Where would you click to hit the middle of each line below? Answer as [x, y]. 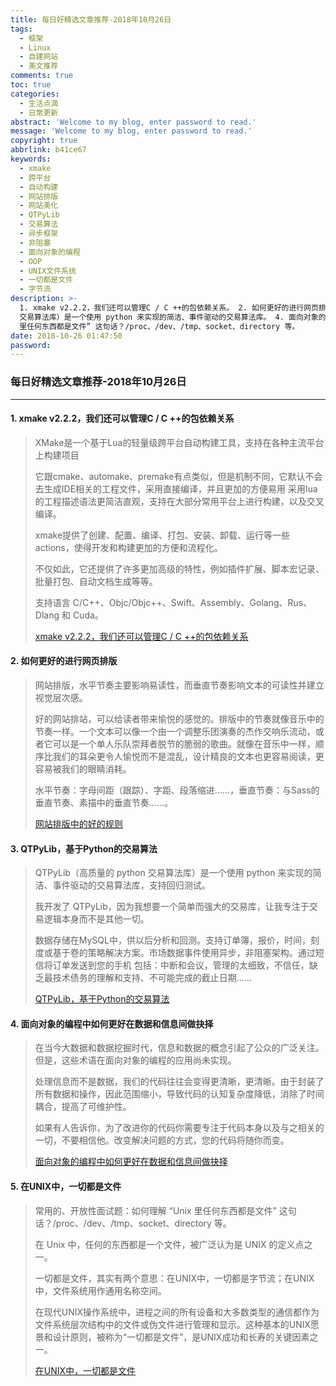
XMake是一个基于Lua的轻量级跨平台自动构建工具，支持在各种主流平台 [179, 442]
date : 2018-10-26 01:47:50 [66, 336]
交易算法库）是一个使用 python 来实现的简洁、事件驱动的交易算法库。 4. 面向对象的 [173, 317]
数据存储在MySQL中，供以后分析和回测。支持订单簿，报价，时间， [172, 940]
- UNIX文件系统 [48, 271]
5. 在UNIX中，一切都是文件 [66, 1186]
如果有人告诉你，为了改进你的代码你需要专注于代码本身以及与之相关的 [179, 1128]
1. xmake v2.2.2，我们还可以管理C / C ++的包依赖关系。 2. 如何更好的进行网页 [169, 308]
